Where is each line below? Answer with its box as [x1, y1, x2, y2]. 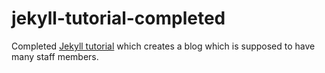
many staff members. [11, 50, 99, 62]
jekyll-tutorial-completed [11, 7, 226, 30]
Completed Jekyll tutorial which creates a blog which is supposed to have [11, 40, 316, 52]
